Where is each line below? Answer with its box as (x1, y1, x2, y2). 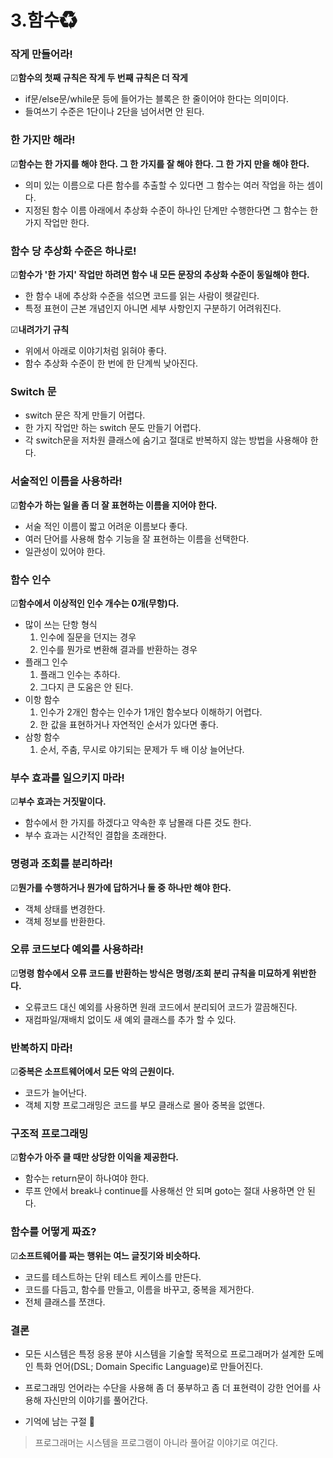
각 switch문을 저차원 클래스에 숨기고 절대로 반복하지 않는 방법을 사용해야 (24, 434, 308, 446)
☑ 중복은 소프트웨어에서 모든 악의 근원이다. (10, 1066, 175, 1078)
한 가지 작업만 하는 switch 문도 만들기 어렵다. (24, 422, 202, 434)
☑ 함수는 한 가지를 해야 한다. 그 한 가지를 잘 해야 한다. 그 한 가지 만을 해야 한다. (10, 157, 310, 170)
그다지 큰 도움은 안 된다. (39, 681, 134, 693)
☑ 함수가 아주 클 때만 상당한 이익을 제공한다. (10, 1151, 179, 1163)
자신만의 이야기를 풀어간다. (43, 1394, 148, 1406)
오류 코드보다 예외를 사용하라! (10, 942, 144, 956)
